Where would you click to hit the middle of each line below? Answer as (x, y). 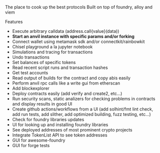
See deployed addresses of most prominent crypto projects (72, 130)
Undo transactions (31, 57)
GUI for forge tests (31, 145)
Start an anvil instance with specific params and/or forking (73, 36)
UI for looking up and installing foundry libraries (60, 125)
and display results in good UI (42, 104)
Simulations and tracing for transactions (52, 52)
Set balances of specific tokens (44, 62)
